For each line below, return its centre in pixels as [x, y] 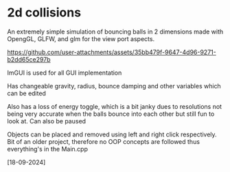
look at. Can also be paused [47, 121]
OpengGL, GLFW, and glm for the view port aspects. [81, 38]
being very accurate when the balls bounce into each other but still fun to [111, 114]
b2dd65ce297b [29, 59]
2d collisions [44, 13]
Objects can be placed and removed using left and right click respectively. [112, 134]
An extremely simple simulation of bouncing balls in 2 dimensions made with [115, 32]
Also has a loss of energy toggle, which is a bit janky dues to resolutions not [114, 106]
